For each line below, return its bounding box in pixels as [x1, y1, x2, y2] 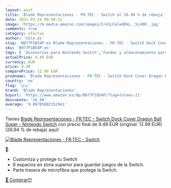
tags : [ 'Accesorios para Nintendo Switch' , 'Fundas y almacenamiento [5, 50, 156, 55]
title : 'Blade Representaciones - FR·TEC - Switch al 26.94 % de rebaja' [5, 12, 165, 17]
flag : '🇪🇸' [5, 83, 31, 88]
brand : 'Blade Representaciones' [5, 87, 76, 93]
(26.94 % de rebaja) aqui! [5, 127, 60, 133]
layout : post [5, 7, 33, 13]
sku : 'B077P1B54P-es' [5, 45, 51, 50]
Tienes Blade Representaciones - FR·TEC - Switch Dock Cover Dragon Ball [5, 116, 162, 122]
